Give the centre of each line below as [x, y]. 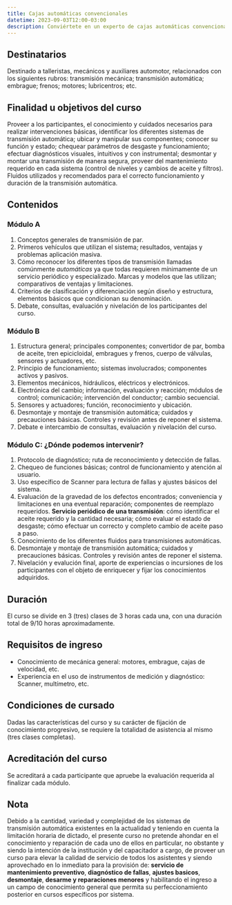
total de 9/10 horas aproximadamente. [61, 623]
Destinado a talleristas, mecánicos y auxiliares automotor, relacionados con [115, 71]
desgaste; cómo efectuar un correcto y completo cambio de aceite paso [120, 526]
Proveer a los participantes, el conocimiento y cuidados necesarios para [110, 124]
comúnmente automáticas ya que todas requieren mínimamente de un [117, 269]
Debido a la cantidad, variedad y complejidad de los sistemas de [99, 821]
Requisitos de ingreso [55, 645]
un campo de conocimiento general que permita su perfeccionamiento [108, 887]
